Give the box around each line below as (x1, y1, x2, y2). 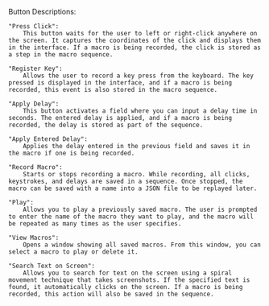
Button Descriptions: (8, 7, 77, 16)
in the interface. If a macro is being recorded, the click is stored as (8, 43, 262, 52)
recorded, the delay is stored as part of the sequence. (8, 121, 204, 129)
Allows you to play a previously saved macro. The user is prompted (23, 205, 258, 213)
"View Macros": (8, 234, 60, 242)
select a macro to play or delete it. (8, 248, 139, 256)
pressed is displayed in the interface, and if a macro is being (8, 79, 232, 87)
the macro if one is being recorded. (8, 149, 135, 157)
